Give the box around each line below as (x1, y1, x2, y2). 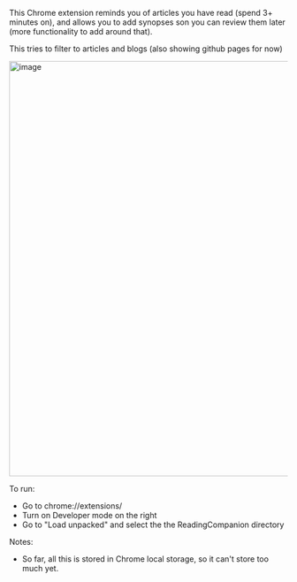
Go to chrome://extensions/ (21, 501, 123, 511)
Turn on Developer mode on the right (21, 510, 157, 520)
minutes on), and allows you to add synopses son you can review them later (9, 17, 286, 27)
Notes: (9, 537, 34, 547)
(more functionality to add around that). (9, 27, 153, 36)
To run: (9, 484, 35, 494)
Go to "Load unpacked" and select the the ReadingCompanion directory (21, 519, 285, 530)
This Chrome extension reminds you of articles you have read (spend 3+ (9, 8, 273, 18)
